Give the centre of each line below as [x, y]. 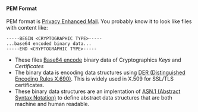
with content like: [27, 28]
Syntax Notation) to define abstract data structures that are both [93, 98]
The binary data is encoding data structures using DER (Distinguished [100, 73]
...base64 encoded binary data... [49, 44]
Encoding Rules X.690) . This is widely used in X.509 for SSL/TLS [94, 79]
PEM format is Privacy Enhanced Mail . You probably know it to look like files [99, 21]
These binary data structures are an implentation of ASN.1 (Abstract [98, 91]
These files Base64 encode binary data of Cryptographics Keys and [98, 60]
